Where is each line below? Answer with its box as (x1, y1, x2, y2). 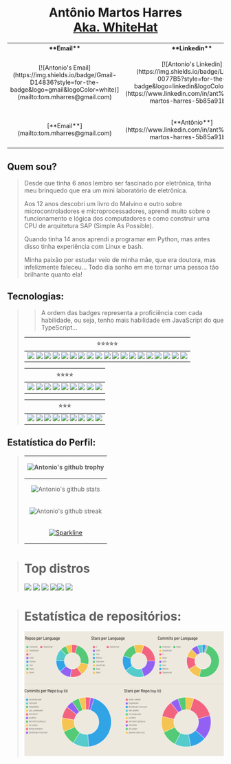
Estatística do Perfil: (7, 436, 96, 449)
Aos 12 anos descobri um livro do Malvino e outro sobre (23, 200, 182, 208)
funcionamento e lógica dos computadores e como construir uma (23, 214, 210, 223)
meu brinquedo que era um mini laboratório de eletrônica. (23, 186, 188, 194)
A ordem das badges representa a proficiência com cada (41, 309, 203, 317)
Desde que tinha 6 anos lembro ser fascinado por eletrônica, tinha (23, 179, 212, 188)
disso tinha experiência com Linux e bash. (23, 243, 144, 251)
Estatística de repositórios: (23, 608, 182, 624)
